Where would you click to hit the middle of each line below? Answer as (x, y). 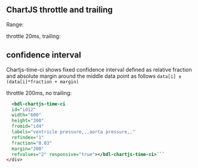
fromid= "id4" (28, 126)
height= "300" (28, 121)
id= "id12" (24, 110)
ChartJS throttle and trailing (59, 10)
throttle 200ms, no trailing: (39, 93)
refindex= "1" (28, 137)
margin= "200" (28, 149)
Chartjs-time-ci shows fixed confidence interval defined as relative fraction (99, 69)
